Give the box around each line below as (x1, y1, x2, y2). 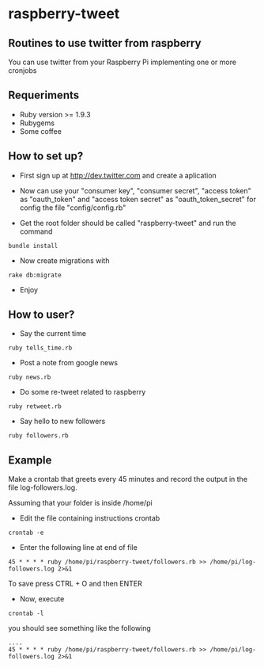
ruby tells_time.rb (8, 344, 73, 353)
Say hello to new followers (19, 417, 106, 426)
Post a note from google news (19, 358, 119, 368)
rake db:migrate (8, 271, 62, 279)
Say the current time (19, 329, 87, 338)
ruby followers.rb (8, 432, 69, 440)
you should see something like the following (8, 624, 152, 633)
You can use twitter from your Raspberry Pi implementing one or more (8, 57, 237, 67)
